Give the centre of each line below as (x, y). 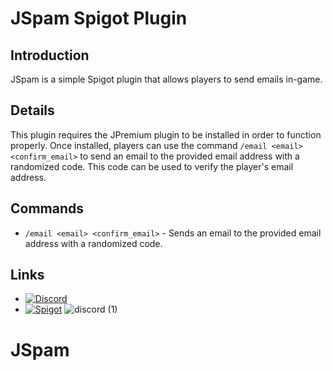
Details (32, 110)
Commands (47, 208)
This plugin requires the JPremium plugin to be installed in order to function (166, 134)
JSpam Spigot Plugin (99, 18)
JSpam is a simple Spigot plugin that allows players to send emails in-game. (166, 79)
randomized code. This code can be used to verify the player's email (152, 166)
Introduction (50, 55)
